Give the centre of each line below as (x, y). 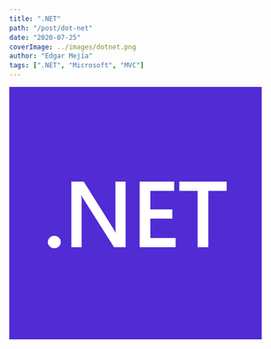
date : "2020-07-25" (45, 37)
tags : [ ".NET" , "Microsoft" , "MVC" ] (77, 66)
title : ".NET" (35, 19)
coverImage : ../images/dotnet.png (73, 47)
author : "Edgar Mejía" (51, 56)
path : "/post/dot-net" (51, 28)
